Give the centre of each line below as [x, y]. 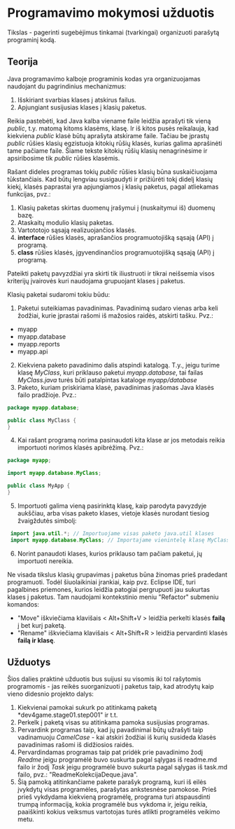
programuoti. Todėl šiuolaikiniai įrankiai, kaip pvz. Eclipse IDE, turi [101, 582]
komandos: [23, 604]
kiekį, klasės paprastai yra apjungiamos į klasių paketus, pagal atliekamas [113, 187]
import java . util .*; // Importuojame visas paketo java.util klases [112, 533]
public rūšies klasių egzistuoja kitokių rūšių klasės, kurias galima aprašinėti [115, 143]
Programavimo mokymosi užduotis [111, 13]
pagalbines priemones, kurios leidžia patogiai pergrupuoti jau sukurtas [109, 589]
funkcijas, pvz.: [29, 194]
